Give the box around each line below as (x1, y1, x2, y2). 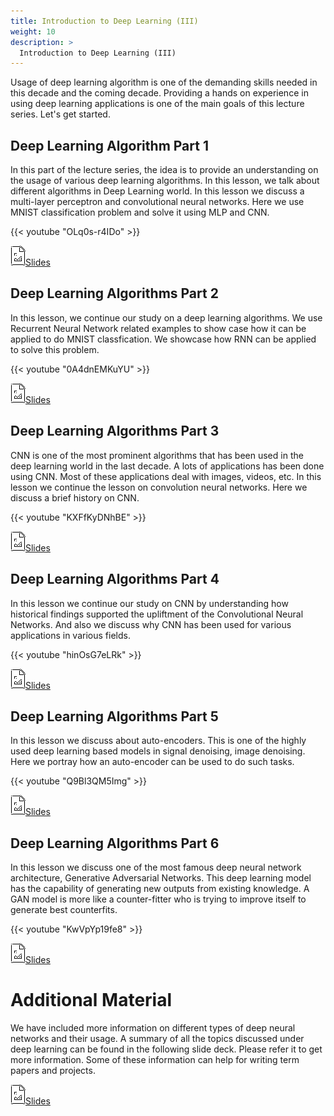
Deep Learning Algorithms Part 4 (10, 571, 220, 588)
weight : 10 (10, 26, 56, 37)
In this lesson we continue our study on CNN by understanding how (10, 597, 289, 609)
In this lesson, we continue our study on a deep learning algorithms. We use (10, 311, 323, 324)
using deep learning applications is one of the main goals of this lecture (10, 98, 305, 110)
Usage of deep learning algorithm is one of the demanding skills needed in (10, 76, 318, 89)
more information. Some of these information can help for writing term (10, 1054, 300, 1066)
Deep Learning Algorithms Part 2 (10, 285, 219, 302)
